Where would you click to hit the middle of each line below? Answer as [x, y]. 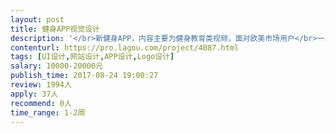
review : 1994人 [41, 85]
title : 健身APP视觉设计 [55, 29]
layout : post [37, 19]
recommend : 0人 [41, 103]
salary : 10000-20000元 [56, 66]
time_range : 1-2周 [48, 112]
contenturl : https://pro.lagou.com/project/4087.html [125, 47]
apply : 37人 [34, 94]
